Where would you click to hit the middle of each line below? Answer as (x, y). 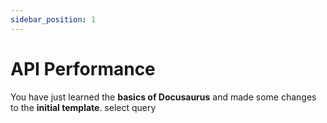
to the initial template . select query (83, 107)
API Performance (83, 68)
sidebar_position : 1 (53, 19)
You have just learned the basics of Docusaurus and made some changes (163, 97)
